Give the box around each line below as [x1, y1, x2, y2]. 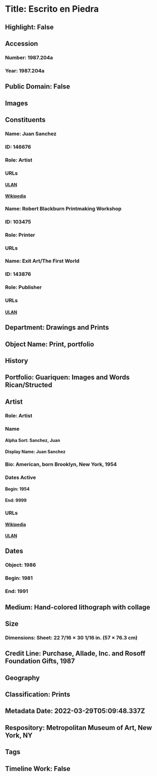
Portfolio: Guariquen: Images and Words [5, 373, 130, 382]
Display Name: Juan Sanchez [5, 449, 66, 455]
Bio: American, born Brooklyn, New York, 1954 [5, 461, 117, 468]
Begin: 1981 [5, 575, 33, 582]
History [5, 357, 28, 365]
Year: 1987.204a [5, 67, 45, 74]
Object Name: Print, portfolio [5, 340, 94, 348]
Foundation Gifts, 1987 [5, 657, 75, 665]
